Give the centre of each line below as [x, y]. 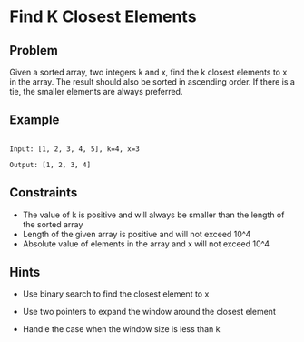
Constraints [44, 193]
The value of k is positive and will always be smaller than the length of [153, 215]
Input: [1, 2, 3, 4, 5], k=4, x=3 [75, 149]
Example [34, 120]
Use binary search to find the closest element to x [116, 294]
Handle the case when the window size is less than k [121, 329]
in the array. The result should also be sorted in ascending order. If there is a [152, 82]
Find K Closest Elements [103, 17]
